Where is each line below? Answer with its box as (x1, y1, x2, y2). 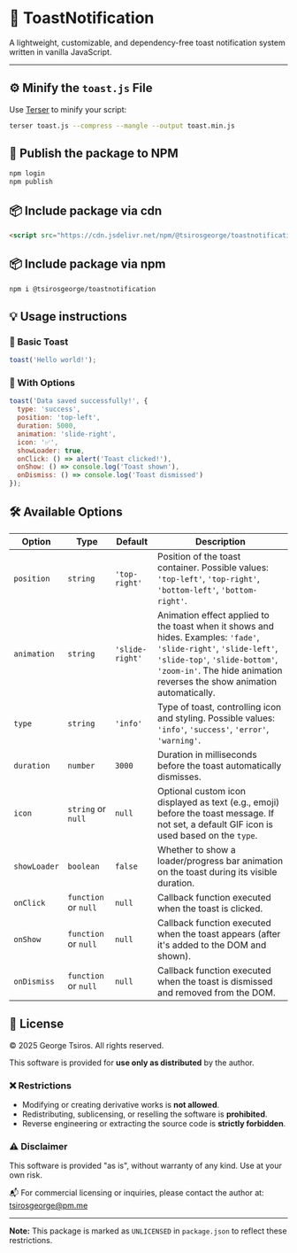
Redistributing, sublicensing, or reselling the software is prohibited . (21, 1109, 268, 1119)
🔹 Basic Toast (9, 336, 69, 348)
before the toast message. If (157, 807, 275, 819)
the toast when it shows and (157, 620, 274, 632)
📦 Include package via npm (9, 257, 166, 272)
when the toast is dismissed (157, 975, 273, 987)
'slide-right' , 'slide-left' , (157, 642, 278, 654)
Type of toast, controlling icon (157, 700, 281, 713)
